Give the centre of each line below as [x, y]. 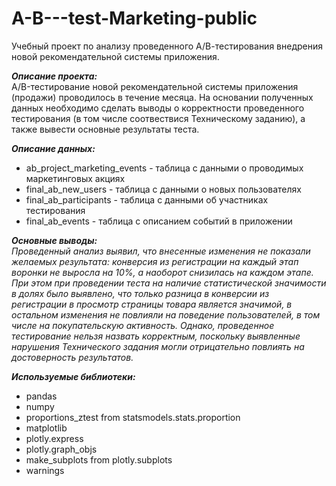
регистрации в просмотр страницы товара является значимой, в [152, 304]
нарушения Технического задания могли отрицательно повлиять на [158, 346]
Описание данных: [53, 148]
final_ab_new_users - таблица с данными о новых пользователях [163, 189]
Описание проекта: [54, 76]
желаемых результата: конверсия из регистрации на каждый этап [155, 261]
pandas [41, 396]
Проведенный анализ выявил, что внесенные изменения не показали [161, 251]
